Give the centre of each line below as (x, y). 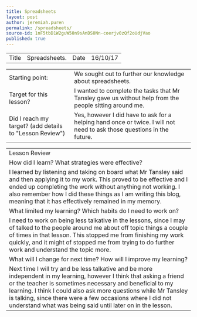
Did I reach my (29, 119)
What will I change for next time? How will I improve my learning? (98, 259)
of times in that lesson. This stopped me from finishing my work (96, 235)
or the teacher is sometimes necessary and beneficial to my (91, 283)
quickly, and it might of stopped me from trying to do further (92, 242)
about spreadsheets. (102, 81)
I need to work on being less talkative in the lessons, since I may (97, 220)
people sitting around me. (109, 105)
